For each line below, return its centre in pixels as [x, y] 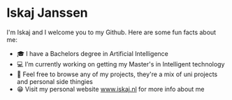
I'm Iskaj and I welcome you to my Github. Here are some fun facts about [111, 32]
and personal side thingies [55, 81]
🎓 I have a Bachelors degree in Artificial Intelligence [93, 53]
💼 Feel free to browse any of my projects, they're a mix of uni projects [117, 74]
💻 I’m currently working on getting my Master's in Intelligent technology [121, 64]
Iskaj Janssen [47, 13]
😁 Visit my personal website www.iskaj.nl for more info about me [110, 89]
